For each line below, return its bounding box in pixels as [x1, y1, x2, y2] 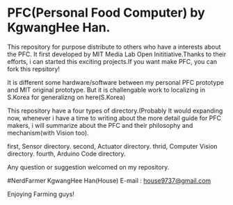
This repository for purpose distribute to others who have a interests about [7, 42, 221, 51]
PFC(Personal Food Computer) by [7, 5, 205, 21]
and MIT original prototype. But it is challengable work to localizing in [7, 85, 205, 94]
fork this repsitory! [7, 65, 61, 73]
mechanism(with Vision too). [7, 129, 89, 137]
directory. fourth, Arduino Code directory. [7, 149, 127, 158]
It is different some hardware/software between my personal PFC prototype [7, 78, 224, 86]
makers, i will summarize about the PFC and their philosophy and [7, 121, 193, 129]
